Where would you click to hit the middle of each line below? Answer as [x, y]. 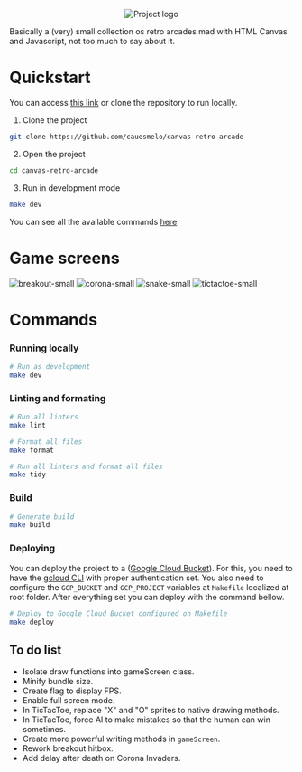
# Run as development [50, 366]
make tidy [28, 475]
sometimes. [44, 730]
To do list [36, 650]
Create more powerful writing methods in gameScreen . [121, 739]
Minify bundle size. [58, 682]
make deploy [32, 622]
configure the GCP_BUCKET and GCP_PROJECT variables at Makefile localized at [149, 587]
